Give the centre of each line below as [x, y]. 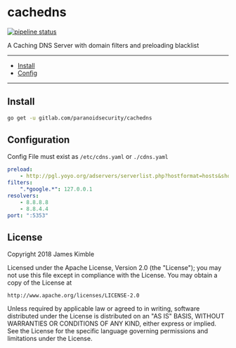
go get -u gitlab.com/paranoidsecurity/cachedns [80, 118]
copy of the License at [40, 283]
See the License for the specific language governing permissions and [108, 331]
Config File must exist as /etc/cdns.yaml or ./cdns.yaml [88, 157]
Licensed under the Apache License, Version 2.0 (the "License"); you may [114, 268]
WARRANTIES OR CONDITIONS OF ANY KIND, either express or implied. [112, 323]
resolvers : [23, 195]
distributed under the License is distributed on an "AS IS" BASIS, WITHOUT [116, 316]
